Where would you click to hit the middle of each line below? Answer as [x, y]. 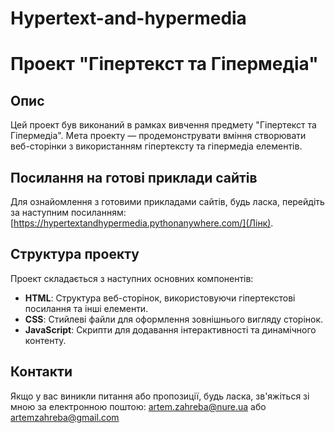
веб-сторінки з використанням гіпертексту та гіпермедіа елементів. [156, 146]
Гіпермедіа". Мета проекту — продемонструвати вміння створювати [158, 136]
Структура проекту [75, 254]
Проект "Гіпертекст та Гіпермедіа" [164, 64]
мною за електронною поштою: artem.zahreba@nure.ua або [138, 406]
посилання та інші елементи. [86, 308]
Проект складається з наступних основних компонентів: [132, 278]
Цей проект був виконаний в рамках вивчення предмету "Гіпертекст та [163, 125]
